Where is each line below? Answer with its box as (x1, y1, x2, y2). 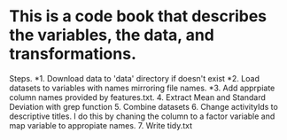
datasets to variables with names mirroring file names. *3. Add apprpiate (9, 82, 275, 93)
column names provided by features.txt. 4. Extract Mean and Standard (9, 91, 266, 103)
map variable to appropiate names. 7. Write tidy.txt (9, 120, 193, 130)
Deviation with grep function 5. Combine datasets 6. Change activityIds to (9, 101, 279, 112)
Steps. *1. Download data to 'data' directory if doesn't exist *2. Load (9, 73, 260, 83)
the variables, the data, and (9, 25, 215, 45)
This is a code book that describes (9, 6, 268, 27)
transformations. (9, 44, 137, 64)
